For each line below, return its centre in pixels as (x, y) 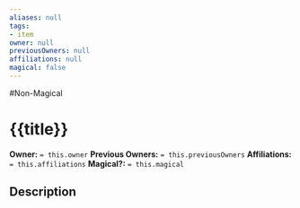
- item (22, 34)
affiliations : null (46, 59)
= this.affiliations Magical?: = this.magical (97, 163)
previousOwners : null (50, 51)
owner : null (31, 43)
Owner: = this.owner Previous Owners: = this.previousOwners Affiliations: (150, 154)
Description (43, 192)
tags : (19, 26)
